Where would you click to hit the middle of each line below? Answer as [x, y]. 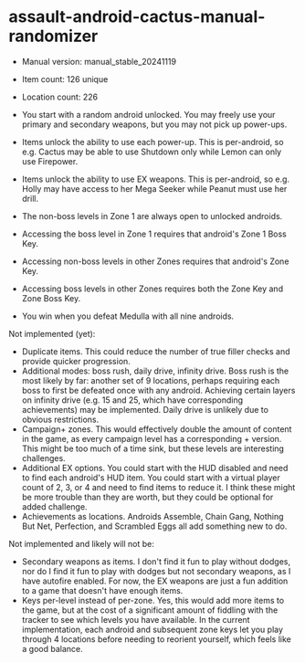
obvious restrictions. [60, 419]
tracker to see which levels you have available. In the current [136, 619]
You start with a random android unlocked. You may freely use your [148, 114]
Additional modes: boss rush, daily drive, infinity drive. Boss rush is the [155, 371]
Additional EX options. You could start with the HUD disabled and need [155, 468]
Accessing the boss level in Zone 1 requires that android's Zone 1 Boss [154, 234]
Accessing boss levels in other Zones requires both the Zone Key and [152, 289]
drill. [30, 198]
